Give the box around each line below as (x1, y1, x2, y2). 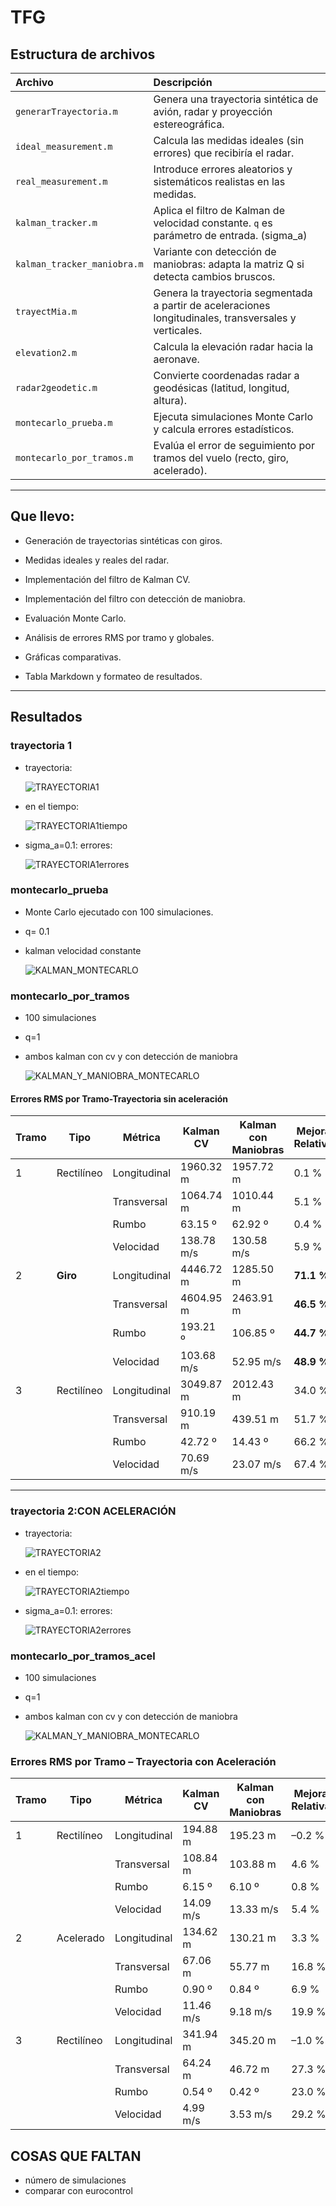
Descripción (153, 76, 213, 89)
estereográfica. (153, 117, 225, 131)
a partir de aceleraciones (153, 299, 271, 312)
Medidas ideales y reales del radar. (24, 554, 170, 566)
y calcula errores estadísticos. (153, 422, 295, 436)
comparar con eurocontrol (24, 2185, 133, 2196)
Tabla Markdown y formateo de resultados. (24, 670, 203, 682)
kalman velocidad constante (24, 944, 142, 956)
